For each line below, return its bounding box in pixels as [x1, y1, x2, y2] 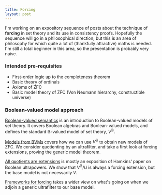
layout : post [5, 12, 31, 16]
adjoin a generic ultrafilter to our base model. [5, 184, 95, 190]
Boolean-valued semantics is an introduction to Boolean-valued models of [5, 117, 153, 124]
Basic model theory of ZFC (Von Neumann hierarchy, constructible [12, 89, 145, 95]
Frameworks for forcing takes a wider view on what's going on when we [5, 179, 149, 185]
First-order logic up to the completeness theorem [12, 74, 110, 80]
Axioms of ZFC [12, 84, 42, 90]
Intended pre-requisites [5, 63, 62, 69]
